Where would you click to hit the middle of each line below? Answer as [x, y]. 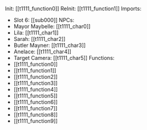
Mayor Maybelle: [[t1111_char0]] [52, 26]
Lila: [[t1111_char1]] [36, 33]
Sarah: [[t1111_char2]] [40, 39]
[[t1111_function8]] [35, 115]
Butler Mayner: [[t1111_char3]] [50, 45]
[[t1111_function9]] [36, 121]
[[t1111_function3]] [35, 83]
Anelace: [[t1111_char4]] [42, 52]
